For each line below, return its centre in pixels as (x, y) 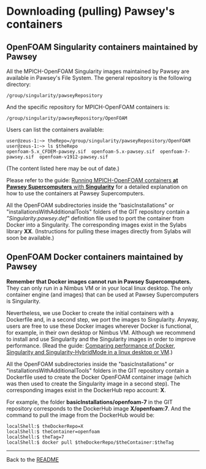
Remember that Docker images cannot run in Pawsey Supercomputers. (99, 281)
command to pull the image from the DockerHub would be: (81, 415)
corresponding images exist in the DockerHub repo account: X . (86, 390)
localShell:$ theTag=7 (35, 437)
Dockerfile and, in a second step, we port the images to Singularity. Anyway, (103, 319)
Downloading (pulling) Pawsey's (91, 11)
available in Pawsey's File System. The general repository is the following (99, 78)
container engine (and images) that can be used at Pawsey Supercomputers (103, 294)
